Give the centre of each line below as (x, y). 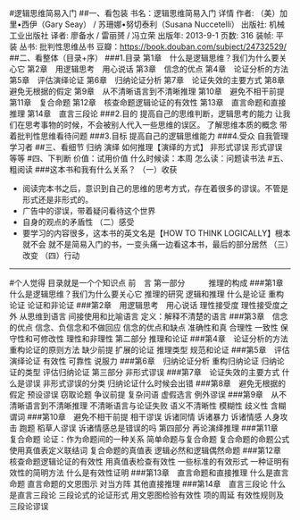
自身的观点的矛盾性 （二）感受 (78, 222)
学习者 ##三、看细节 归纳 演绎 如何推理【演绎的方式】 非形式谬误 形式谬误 (146, 147)
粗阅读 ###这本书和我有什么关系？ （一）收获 (93, 169)
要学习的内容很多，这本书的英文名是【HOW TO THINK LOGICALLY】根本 (156, 233)
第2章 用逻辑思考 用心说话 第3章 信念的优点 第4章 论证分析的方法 (158, 69)
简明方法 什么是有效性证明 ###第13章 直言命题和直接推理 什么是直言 (161, 473)
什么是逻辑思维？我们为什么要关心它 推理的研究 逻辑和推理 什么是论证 (137, 294)
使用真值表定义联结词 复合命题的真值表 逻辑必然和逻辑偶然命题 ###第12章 (145, 450)
